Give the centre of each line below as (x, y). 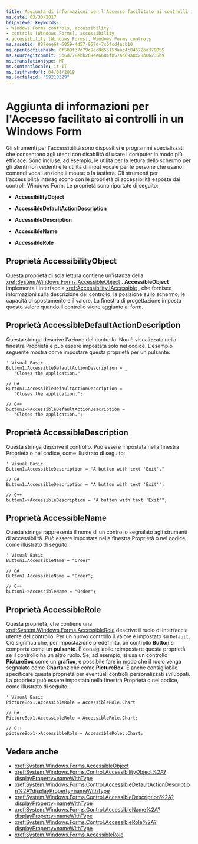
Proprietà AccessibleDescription (67, 433)
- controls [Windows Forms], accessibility (60, 34)
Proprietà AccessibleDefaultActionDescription (93, 325)
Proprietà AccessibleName (57, 518)
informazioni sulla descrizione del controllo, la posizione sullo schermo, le (96, 294)
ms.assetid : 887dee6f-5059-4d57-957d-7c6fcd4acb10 (70, 45)
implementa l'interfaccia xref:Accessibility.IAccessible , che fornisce (89, 288)
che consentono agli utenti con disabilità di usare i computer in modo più (94, 155)
